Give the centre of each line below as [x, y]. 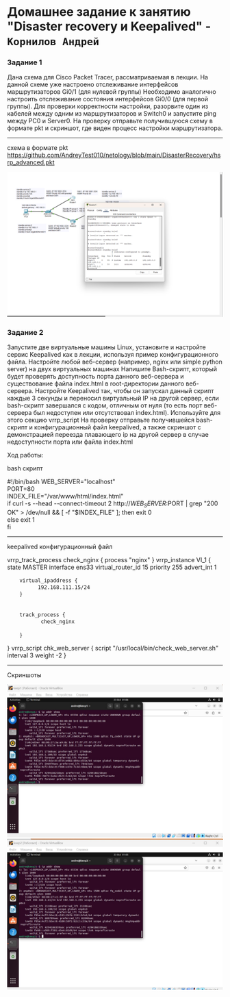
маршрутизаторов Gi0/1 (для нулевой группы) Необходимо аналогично [112, 92]
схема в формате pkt [38, 148]
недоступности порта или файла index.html [70, 442]
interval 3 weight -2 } [37, 655]
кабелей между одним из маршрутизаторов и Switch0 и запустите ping [112, 114]
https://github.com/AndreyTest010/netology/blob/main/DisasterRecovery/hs [114, 155]
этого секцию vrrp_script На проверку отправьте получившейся [101, 420]
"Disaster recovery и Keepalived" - [109, 26]
